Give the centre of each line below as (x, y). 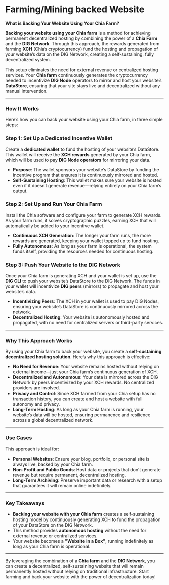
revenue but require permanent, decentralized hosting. (69, 475)
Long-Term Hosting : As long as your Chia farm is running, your (78, 410)
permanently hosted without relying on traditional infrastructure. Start (77, 572)
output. (20, 191)
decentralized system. (28, 59)
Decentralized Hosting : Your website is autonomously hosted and (81, 317)
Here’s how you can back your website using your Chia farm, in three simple (84, 120)
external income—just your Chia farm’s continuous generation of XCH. (85, 372)
